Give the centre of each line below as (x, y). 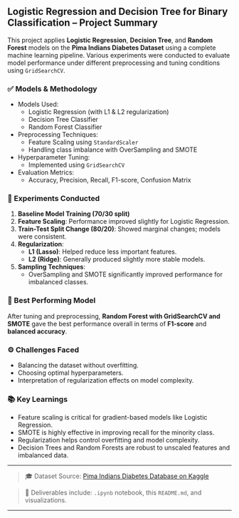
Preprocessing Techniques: (58, 135)
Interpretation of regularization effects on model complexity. (106, 380)
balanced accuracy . (37, 331)
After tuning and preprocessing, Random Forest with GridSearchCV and (114, 316)
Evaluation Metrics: (46, 172)
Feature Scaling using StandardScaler (83, 143)
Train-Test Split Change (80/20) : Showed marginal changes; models (119, 229)
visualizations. (46, 500)
